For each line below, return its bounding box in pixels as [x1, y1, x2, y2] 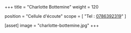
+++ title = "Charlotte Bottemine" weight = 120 [4, 4, 99, 10]
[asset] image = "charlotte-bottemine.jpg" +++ [4, 22, 99, 28]
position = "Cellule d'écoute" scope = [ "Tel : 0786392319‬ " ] [4, 13, 126, 19]
